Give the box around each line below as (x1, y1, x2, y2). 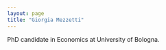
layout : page (7, 10, 45, 17)
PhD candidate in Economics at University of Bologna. (7, 35, 160, 43)
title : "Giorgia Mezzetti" (7, 16, 84, 23)
